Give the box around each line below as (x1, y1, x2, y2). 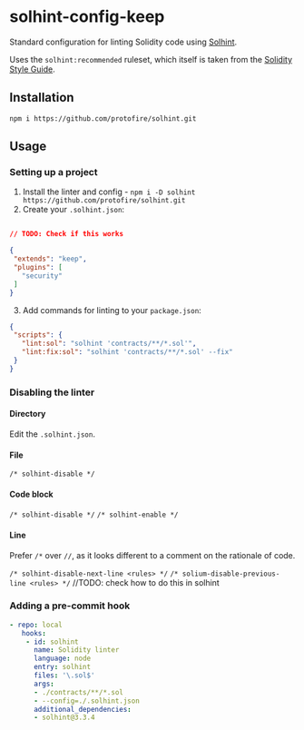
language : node (33, 654, 92, 664)
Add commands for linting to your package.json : (22, 304, 201, 315)
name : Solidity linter (33, 646, 120, 655)
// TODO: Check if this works (9, 230, 124, 239)
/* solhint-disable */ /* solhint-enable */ (9, 510, 179, 519)
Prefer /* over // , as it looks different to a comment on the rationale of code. (9, 549, 296, 560)
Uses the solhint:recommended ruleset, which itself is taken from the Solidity (9, 54, 293, 64)
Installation (9, 90, 74, 105)
